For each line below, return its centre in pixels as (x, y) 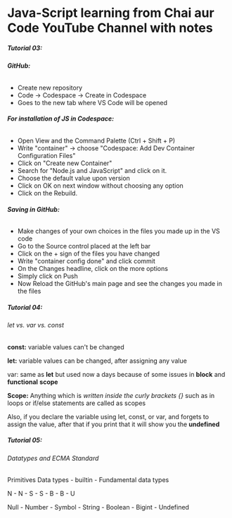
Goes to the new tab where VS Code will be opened (92, 102)
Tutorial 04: (25, 307)
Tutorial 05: (25, 440)
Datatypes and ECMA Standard (53, 458)
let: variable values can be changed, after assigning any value (97, 361)
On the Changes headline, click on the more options (93, 269)
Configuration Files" (46, 155)
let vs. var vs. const (36, 325)
